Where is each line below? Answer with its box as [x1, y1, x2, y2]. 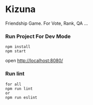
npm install [5, 44, 30, 49]
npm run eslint [5, 95, 38, 100]
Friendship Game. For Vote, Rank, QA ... [5, 20, 88, 26]
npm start [5, 49, 26, 54]
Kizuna [5, 4, 36, 15]
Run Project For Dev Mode [5, 33, 71, 40]
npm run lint [5, 86, 33, 91]
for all [5, 82, 22, 87]
